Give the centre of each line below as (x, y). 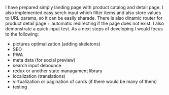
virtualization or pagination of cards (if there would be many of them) (85, 81)
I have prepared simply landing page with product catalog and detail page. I (84, 7)
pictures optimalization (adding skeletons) (56, 44)
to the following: (22, 34)
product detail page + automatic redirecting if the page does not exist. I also (84, 23)
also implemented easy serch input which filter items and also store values (83, 13)
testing (20, 87)
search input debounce (37, 65)
